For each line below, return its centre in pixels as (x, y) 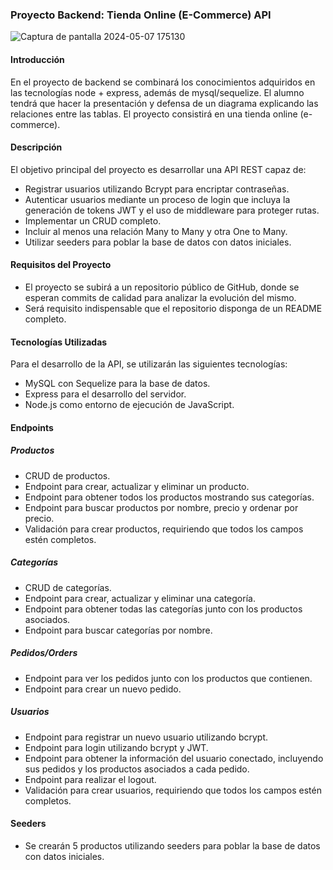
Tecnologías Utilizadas (59, 342)
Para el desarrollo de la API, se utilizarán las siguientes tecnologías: (149, 364)
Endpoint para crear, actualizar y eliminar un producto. (137, 486)
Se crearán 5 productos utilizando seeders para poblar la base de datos (172, 845)
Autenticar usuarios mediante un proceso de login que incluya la (157, 199)
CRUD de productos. (67, 475)
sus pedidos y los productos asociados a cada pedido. (137, 769)
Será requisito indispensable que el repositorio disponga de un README (173, 308)
